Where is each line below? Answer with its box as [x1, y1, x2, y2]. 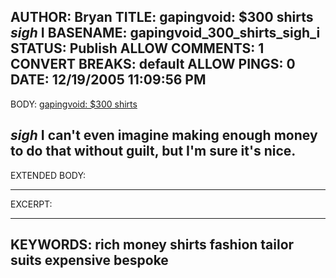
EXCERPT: [10, 198, 53, 210]
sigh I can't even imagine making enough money [10, 127, 318, 144]
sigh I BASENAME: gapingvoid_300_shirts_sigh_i [10, 25, 321, 42]
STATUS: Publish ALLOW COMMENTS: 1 [10, 40, 265, 57]
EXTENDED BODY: [10, 169, 87, 181]
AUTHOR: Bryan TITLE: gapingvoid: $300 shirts [10, 9, 314, 26]
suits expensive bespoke [10, 252, 169, 269]
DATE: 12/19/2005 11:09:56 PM [10, 71, 207, 89]
